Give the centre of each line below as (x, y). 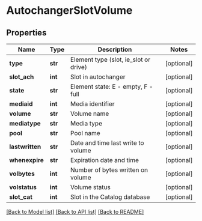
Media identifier (93, 104)
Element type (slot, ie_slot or (110, 59)
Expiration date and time (105, 160)
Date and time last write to (107, 143)
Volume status (90, 187)
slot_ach (22, 77)
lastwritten (25, 147)
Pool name (85, 133)
